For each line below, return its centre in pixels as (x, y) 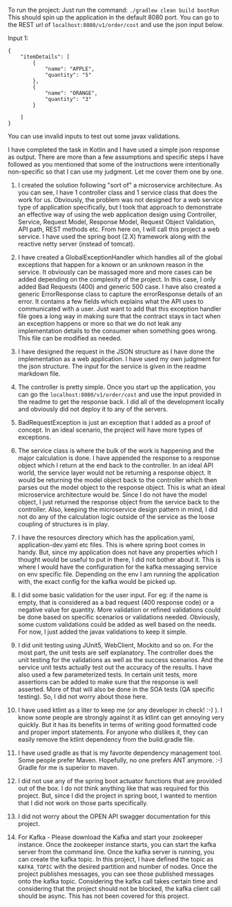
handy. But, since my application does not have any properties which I (118, 552)
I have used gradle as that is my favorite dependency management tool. (120, 753)
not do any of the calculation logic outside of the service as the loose (116, 517)
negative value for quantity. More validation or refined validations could (119, 610)
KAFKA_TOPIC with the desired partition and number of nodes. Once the (117, 867)
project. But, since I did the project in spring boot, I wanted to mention (117, 796)
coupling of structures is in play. (64, 524)
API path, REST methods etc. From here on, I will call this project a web (119, 229)
